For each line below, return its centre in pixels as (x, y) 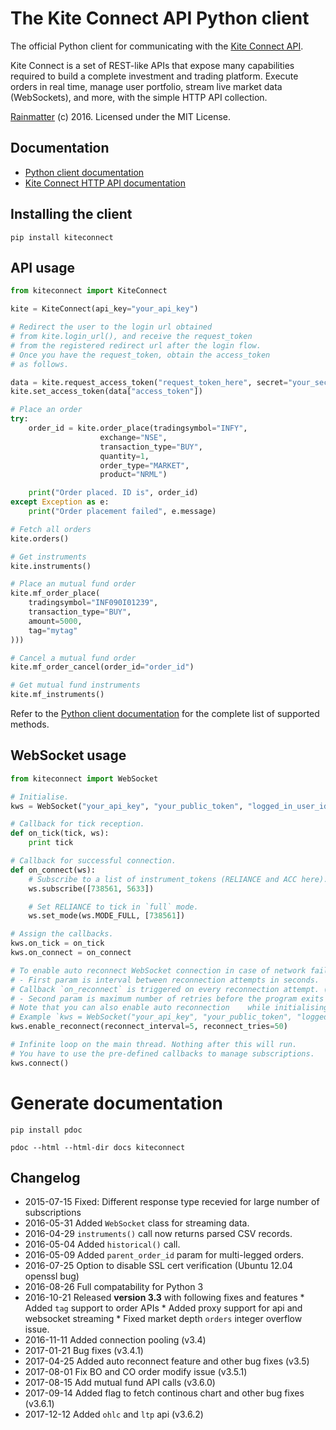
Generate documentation (116, 1103)
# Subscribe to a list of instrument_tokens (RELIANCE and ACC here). (178, 879)
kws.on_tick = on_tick (57, 943)
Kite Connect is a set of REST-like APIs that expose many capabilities (152, 65)
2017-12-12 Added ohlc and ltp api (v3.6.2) (114, 1414)
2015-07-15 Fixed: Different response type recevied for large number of (172, 1202)
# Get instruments (48, 557)
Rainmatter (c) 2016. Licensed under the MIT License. (121, 116)
